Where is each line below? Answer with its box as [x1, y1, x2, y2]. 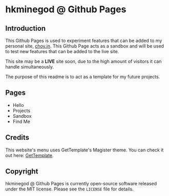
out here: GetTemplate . [5, 152, 54, 158]
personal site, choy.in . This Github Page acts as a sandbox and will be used [5, 43, 164, 49]
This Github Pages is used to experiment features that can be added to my [5, 37, 162, 43]
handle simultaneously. [5, 64, 54, 70]
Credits [5, 133, 30, 142]
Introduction [5, 24, 46, 33]
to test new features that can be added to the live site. [5, 49, 119, 54]
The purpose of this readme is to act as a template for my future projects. [5, 74, 160, 80]
